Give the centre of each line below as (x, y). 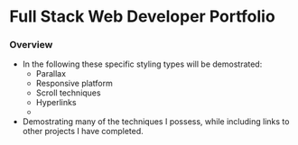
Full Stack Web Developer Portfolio (142, 17)
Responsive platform (74, 84)
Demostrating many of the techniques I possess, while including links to (156, 122)
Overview (31, 45)
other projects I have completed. (83, 131)
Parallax (51, 74)
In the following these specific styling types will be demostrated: (142, 64)
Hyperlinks (56, 103)
